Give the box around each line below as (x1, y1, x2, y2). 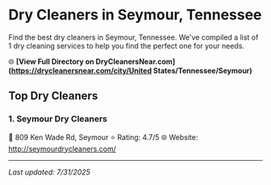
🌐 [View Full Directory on (8, 57, 94, 66)
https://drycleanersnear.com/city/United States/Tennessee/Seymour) (10, 65, 252, 75)
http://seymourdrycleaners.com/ (8, 144, 117, 153)
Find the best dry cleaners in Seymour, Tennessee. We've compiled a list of (8, 32, 259, 42)
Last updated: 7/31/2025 (8, 167, 91, 177)
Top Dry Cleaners (8, 89, 98, 103)
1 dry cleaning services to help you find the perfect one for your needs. (8, 40, 244, 50)
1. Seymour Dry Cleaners (8, 113, 107, 124)
